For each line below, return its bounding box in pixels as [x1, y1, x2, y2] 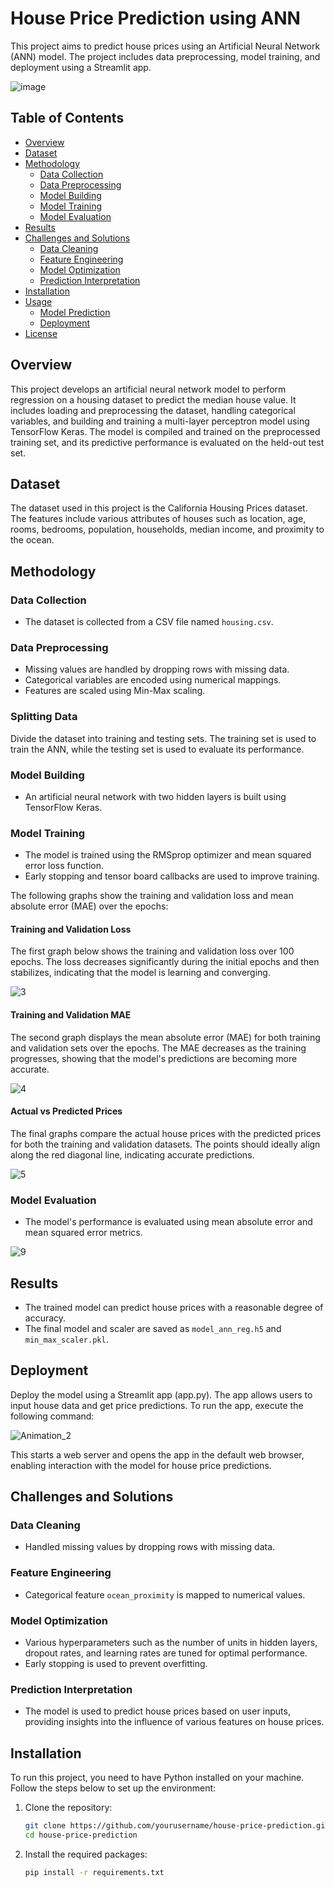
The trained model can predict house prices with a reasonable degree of [24, 1301, 324, 1313]
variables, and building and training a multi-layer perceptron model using [10, 415, 310, 427]
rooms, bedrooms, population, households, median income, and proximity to [10, 523, 325, 536]
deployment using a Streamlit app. [10, 61, 152, 73]
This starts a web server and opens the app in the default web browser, [10, 1448, 305, 1461]
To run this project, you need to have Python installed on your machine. [10, 1772, 305, 1784]
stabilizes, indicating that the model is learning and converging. [10, 967, 271, 979]
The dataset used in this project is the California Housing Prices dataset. [10, 502, 308, 514]
